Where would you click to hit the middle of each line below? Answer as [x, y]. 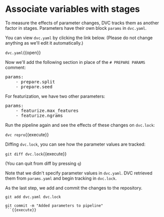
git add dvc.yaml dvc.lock [33, 197]
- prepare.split [36, 82]
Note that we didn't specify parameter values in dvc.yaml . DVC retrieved [79, 173]
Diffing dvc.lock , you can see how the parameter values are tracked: [75, 144]
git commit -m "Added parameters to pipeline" [54, 206]
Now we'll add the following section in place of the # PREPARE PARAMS [75, 62]
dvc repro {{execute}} [27, 134]
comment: [15, 67]
